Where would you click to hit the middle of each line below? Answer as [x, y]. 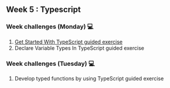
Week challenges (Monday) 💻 [50, 27]
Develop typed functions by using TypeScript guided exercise [89, 78]
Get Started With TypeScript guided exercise [69, 42]
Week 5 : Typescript [43, 10]
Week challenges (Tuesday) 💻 [50, 63]
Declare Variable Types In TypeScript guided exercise [79, 48]
